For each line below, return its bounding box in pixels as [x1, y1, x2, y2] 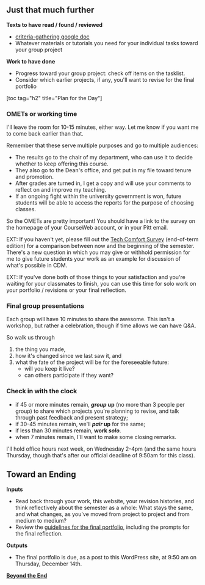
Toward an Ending [6, 470, 76, 480]
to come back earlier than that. [6, 130, 84, 137]
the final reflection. [15, 529, 63, 537]
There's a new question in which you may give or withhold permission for [6, 249, 190, 256]
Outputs [6, 542, 28, 549]
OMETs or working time [6, 109, 77, 118]
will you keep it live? [24, 365, 75, 372]
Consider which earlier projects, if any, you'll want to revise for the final [15, 76, 195, 83]
